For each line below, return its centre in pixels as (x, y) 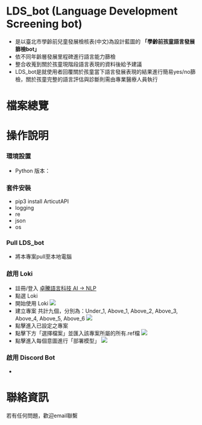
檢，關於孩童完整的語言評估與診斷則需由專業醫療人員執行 (86, 79)
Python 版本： (33, 170)
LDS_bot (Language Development (92, 11)
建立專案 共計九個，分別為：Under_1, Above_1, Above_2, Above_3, (96, 311)
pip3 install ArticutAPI (42, 201)
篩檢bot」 (27, 49)
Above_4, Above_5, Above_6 (50, 318)
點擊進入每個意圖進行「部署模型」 (57, 340)
